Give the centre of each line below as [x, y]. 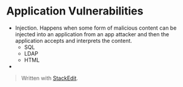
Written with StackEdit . [50, 78]
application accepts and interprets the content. [73, 40]
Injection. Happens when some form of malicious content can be [96, 28]
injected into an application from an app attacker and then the [92, 34]
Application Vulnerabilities [75, 11]
